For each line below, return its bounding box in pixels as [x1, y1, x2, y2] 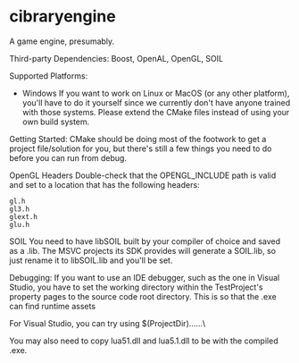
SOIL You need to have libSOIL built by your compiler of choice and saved [9, 235, 281, 247]
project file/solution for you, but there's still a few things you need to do [9, 143, 272, 154]
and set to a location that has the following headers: [9, 179, 200, 190]
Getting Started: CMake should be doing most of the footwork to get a [9, 133, 267, 144]
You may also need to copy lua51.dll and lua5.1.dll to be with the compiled [9, 335, 278, 346]
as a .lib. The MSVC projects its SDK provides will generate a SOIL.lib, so [9, 245, 277, 256]
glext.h [9, 212, 38, 221]
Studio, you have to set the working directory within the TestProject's [9, 282, 263, 292]
